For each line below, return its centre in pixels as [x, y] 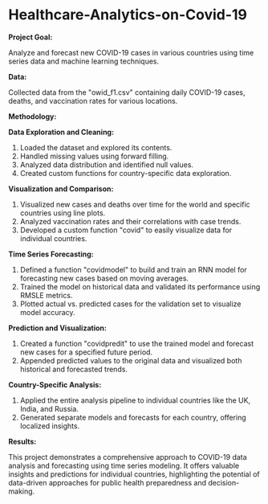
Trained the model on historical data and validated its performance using [140, 286]
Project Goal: [30, 37]
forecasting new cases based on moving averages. [104, 278]
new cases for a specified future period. [86, 352]
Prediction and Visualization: [57, 328]
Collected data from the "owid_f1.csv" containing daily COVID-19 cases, [127, 92]
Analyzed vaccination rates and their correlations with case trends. [130, 221]
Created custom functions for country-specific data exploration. [126, 173]
